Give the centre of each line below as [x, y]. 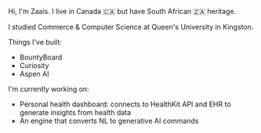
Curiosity [34, 65]
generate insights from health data [75, 112]
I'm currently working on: [49, 89]
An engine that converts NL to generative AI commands [109, 121]
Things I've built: [35, 42]
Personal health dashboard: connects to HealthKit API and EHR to [125, 104]
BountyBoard [41, 57]
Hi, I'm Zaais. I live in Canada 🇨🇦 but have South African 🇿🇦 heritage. [122, 11]
